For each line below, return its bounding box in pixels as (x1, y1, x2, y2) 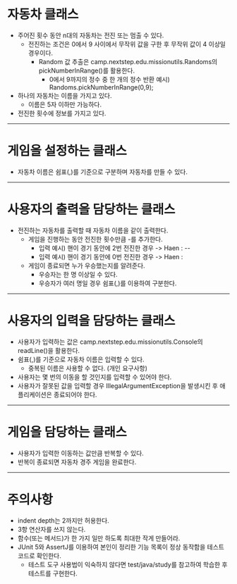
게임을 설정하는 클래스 (7, 143, 127, 159)
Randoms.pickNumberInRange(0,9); (49, 82, 154, 92)
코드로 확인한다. (17, 551, 61, 560)
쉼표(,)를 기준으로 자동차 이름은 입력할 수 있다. (17, 355, 145, 364)
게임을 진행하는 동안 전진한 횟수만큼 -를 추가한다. (28, 235, 164, 243)
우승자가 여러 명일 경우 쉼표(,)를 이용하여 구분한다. (38, 279, 177, 287)
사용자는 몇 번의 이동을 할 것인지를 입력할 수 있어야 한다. (17, 373, 172, 381)
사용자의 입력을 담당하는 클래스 (7, 313, 176, 328)
